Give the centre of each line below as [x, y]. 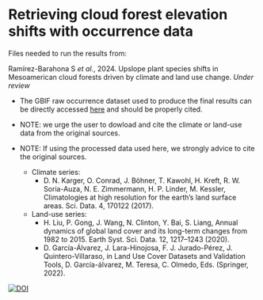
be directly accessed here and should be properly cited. [111, 109]
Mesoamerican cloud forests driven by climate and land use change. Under [131, 77]
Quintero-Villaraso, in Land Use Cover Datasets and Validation [144, 256]
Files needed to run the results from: [68, 53]
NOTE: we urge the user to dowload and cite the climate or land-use [131, 124]
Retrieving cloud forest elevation [118, 15]
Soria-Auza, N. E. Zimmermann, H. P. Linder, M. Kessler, [134, 188]
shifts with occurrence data [101, 31]
